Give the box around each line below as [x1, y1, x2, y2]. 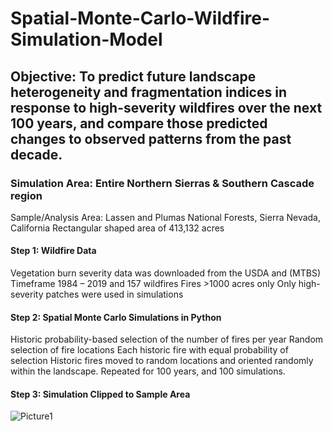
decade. [10, 146, 63, 163]
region [10, 188, 43, 202]
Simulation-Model [10, 28, 163, 51]
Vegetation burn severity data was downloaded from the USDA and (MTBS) [10, 267, 322, 279]
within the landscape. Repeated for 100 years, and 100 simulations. [10, 365, 286, 377]
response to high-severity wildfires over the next [10, 99, 323, 116]
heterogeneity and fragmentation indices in [10, 83, 287, 101]
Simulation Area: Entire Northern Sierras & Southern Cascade [10, 176, 315, 190]
